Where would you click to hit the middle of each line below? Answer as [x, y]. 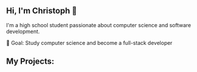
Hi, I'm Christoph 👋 [42, 11]
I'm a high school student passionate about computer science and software [99, 25]
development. [23, 31]
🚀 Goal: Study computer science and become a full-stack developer [89, 42]
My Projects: [30, 62]
